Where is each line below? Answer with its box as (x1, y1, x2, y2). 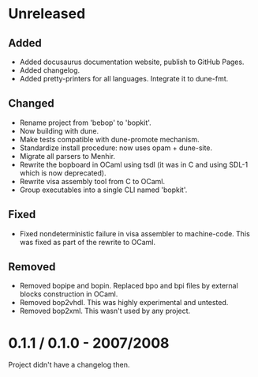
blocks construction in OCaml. (19, 289, 118, 299)
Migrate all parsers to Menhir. (19, 151, 116, 160)
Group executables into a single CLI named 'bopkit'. (19, 185, 188, 194)
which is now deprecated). (19, 168, 107, 178)
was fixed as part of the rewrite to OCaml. (19, 237, 156, 247)
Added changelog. (19, 66, 80, 75)
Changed (8, 96, 54, 111)
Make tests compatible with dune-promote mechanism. (19, 134, 200, 144)
